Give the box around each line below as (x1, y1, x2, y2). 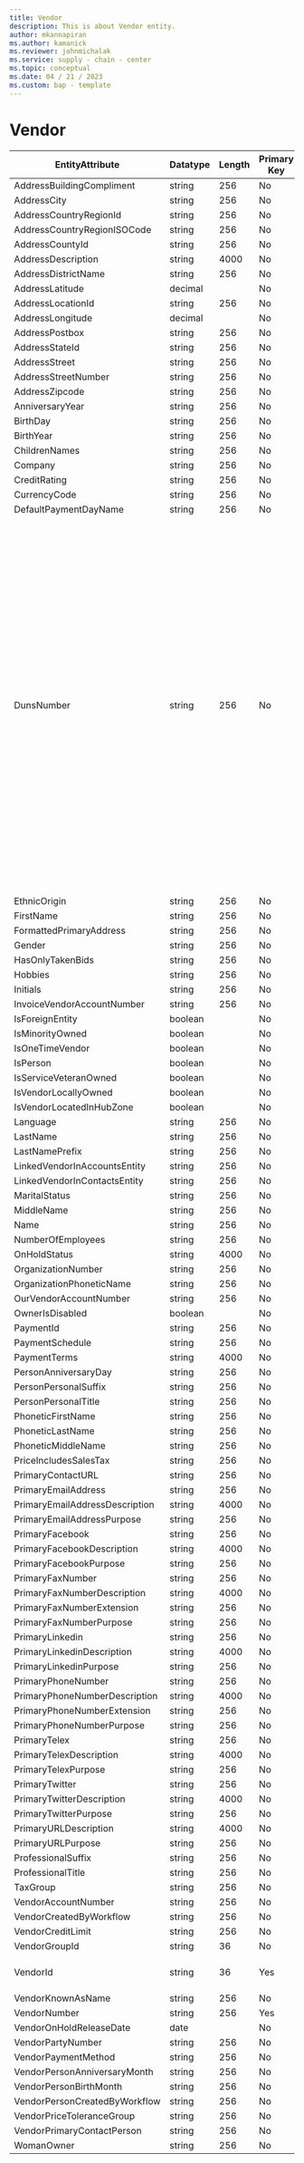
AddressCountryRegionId (14, 208, 122, 221)
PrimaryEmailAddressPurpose (14, 1513, 142, 1525)
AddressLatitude (14, 282, 84, 294)
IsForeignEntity (14, 1012, 79, 1024)
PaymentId (14, 1322, 61, 1334)
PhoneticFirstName (14, 1409, 96, 1422)
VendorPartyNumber (14, 2035, 102, 2048)
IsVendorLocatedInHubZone (14, 1101, 134, 1113)
